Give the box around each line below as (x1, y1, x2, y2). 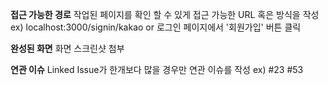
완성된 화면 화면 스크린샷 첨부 (10, 43, 125, 54)
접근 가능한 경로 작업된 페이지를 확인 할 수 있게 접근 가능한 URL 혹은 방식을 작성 (10, 9, 320, 20)
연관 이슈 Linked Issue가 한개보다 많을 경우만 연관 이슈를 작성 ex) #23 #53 (10, 64, 304, 75)
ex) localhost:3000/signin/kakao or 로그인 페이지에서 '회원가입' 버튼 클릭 (10, 21, 302, 33)
